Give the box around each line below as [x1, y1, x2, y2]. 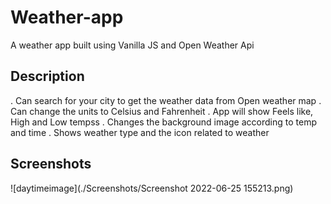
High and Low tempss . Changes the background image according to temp [10, 116, 317, 128]
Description [10, 68, 85, 85]
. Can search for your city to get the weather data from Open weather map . [10, 94, 322, 106]
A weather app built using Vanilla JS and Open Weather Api [10, 39, 255, 51]
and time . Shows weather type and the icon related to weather [10, 126, 270, 138]
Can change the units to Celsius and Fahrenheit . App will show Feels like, [10, 105, 314, 117]
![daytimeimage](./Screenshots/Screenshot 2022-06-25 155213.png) [10, 182, 294, 194]
